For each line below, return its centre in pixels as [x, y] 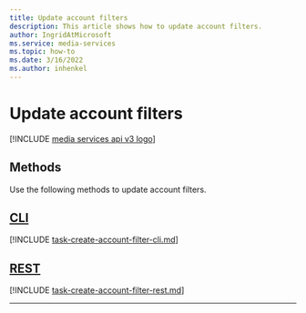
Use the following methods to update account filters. [108, 189]
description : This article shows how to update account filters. [136, 26]
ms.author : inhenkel [49, 69]
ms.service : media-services [63, 43]
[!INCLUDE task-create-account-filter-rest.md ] [97, 290]
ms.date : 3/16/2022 [46, 60]
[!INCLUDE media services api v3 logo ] [83, 138]
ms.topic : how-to [42, 52]
